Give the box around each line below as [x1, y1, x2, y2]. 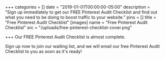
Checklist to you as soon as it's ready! [5, 48, 82, 54]
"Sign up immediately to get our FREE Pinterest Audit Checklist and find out [5, 9, 158, 15]
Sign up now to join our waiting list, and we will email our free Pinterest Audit [5, 44, 160, 49]
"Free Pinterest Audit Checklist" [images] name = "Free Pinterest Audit [5, 19, 148, 25]
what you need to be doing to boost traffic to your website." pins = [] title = [5, 15, 157, 20]
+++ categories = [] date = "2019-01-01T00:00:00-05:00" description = [5, 4, 151, 10]
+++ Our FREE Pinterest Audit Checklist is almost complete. [5, 34, 126, 40]
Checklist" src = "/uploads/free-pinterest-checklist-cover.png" [5, 25, 132, 30]
